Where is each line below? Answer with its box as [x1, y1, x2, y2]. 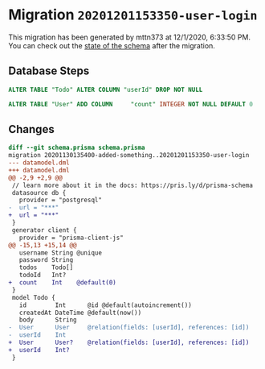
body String [18, 316, 78, 324]
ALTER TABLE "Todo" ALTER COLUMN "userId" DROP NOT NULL [8, 85, 203, 93]
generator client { [11, 226, 78, 234]
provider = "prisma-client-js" [18, 234, 124, 242]
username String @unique [18, 248, 103, 257]
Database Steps [8, 64, 90, 78]
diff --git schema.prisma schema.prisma [8, 143, 146, 152]
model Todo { [11, 293, 56, 301]
